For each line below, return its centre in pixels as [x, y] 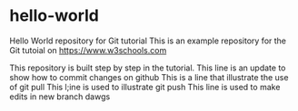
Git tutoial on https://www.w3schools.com [88, 50]
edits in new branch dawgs [60, 97]
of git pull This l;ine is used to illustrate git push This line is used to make [145, 87]
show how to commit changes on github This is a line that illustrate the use [149, 77]
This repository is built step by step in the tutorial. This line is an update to [148, 68]
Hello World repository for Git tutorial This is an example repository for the [148, 41]
